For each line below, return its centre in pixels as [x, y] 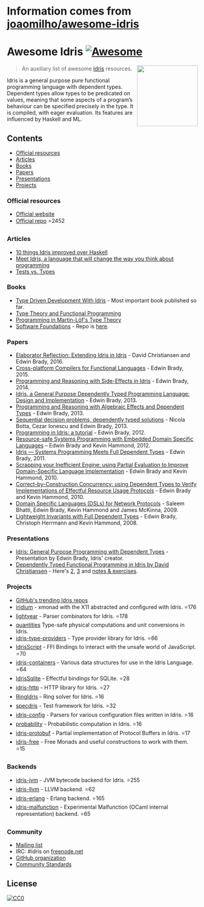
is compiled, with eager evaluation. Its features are [70, 113]
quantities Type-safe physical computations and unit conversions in [100, 625]
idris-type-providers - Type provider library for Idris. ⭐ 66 [87, 638]
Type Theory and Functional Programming [68, 313]
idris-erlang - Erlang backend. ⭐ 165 [60, 798]
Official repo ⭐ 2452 [40, 221]
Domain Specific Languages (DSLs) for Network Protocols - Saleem [100, 504]
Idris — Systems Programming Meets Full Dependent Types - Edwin [100, 452]
